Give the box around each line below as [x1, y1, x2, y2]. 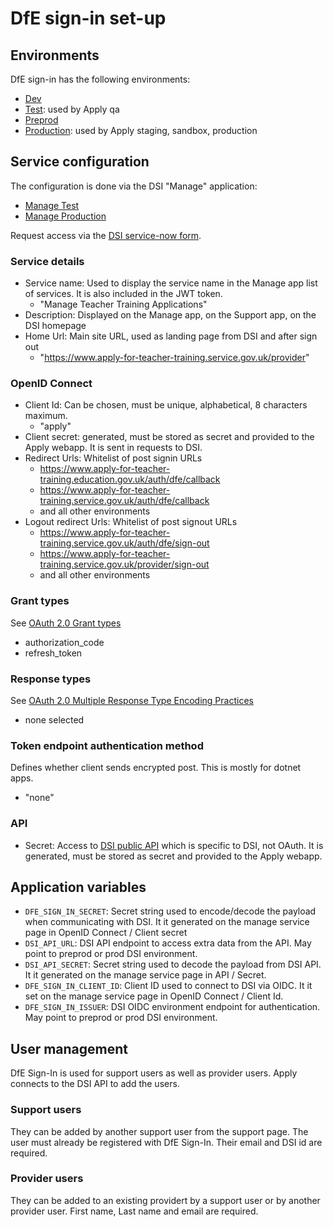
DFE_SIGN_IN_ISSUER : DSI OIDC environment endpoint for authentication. [24, 1001, 321, 1013]
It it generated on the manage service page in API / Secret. [24, 969, 267, 981]
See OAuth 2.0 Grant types [10, 617, 122, 629]
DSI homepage [24, 320, 87, 332]
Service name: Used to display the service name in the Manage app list [24, 277, 318, 289]
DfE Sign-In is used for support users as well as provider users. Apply [10, 1067, 298, 1079]
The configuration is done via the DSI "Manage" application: [10, 180, 258, 192]
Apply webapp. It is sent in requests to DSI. [24, 442, 203, 454]
